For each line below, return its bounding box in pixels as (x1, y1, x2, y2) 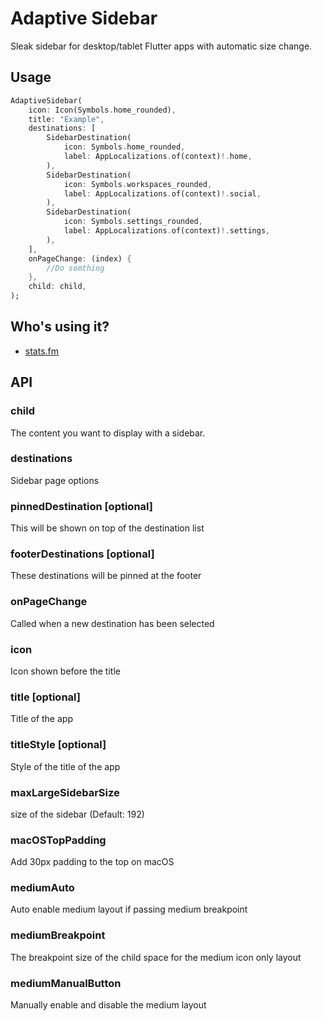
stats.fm (24, 345, 60, 357)
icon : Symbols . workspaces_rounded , (63, 179, 213, 189)
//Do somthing (46, 263, 105, 273)
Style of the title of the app (10, 760, 121, 772)
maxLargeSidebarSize (10, 785, 120, 799)
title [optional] (10, 690, 81, 704)
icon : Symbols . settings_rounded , (63, 217, 203, 227)
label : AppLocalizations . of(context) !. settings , (63, 226, 271, 236)
